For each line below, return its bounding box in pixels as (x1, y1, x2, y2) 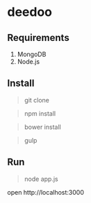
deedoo (7, 4, 53, 20)
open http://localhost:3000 (7, 188, 85, 196)
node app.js (24, 175, 58, 183)
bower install (24, 123, 61, 131)
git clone (24, 96, 50, 104)
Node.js (17, 58, 40, 66)
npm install (24, 109, 56, 118)
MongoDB (17, 50, 47, 58)
